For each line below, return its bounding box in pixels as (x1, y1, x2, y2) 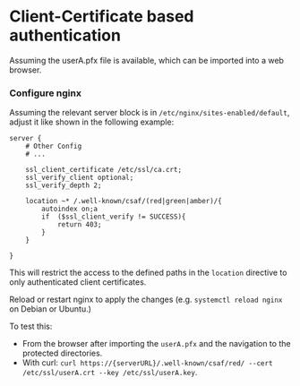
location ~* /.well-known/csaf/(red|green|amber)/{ (25, 197, 222, 206)
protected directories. (21, 347, 103, 359)
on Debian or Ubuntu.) (9, 304, 92, 314)
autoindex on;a (41, 204, 99, 214)
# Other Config (25, 142, 82, 151)
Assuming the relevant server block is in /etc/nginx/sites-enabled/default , (9, 107, 290, 118)
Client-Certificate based (9, 6, 194, 27)
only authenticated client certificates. (9, 277, 147, 287)
